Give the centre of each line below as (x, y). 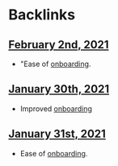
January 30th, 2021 (59, 89)
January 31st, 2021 (57, 134)
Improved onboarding (56, 108)
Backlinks (42, 15)
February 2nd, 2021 (59, 45)
